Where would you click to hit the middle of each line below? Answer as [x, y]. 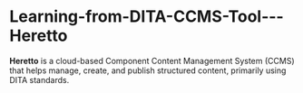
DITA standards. [39, 79]
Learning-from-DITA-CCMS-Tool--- [147, 17]
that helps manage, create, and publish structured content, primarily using [148, 70]
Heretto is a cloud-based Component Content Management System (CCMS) [152, 60]
